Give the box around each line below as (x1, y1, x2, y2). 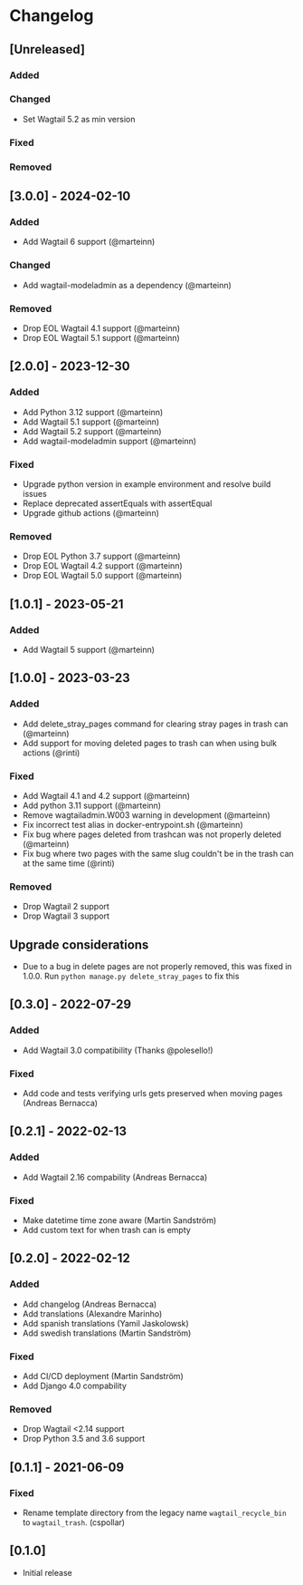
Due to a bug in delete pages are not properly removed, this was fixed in (22, 960, 292, 971)
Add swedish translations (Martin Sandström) (22, 1327, 192, 1338)
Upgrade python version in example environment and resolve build (22, 478, 271, 490)
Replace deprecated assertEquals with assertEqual (22, 498, 213, 509)
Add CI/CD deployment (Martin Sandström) (22, 1370, 184, 1381)
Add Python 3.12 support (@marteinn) (22, 406, 164, 417)
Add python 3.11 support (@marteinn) (22, 800, 161, 811)
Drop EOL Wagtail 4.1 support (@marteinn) (22, 323, 181, 334)
